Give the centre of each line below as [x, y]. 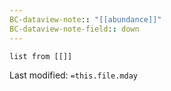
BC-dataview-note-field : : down [74, 29]
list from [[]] [41, 56]
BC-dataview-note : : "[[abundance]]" [85, 19]
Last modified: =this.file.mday [73, 75]
